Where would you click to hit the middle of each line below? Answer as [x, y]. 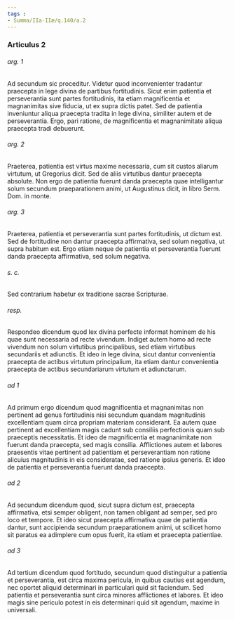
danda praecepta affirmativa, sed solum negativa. [79, 257]
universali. [22, 610]
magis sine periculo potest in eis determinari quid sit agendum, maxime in [113, 602]
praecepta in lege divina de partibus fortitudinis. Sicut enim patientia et [110, 91]
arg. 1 [15, 62]
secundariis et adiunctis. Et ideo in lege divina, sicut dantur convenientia [111, 354]
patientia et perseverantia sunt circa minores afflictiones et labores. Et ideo [115, 595]
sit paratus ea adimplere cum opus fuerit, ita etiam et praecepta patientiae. [115, 534]
